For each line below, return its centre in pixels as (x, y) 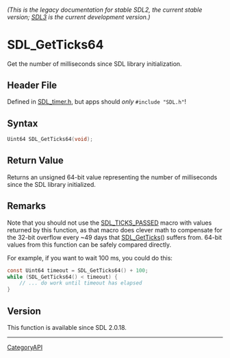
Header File (32, 85)
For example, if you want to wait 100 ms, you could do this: (90, 258)
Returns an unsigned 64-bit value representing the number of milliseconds (112, 177)
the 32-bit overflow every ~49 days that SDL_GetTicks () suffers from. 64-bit (115, 237)
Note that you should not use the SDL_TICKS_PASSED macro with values (110, 223)
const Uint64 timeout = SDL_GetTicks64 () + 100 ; (78, 270)
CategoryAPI (25, 347)
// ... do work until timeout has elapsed (81, 283)
